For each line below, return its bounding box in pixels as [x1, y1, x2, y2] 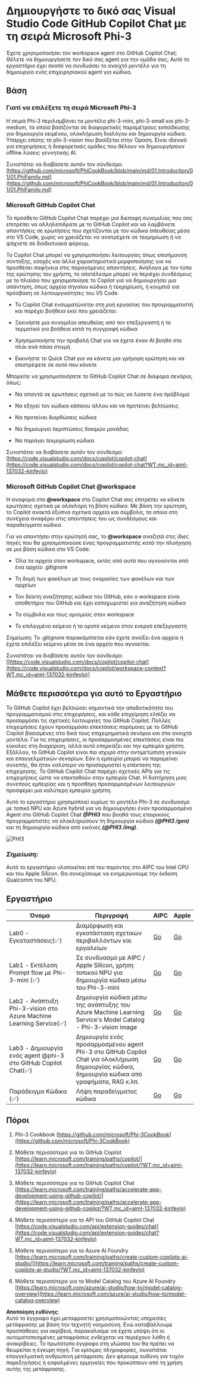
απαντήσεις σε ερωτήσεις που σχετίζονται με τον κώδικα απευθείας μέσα [6, 227, 190, 234]
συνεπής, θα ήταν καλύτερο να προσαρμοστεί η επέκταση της [6, 762, 161, 769]
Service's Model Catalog [76, 1015, 145, 1024]
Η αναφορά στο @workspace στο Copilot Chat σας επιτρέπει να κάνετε [6, 496, 185, 503]
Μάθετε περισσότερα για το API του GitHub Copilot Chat [14, 1216, 155, 1223]
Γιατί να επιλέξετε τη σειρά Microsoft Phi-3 [6, 103, 137, 112]
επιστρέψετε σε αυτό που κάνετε [14, 361, 97, 368]
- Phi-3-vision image [76, 1023, 137, 1032]
